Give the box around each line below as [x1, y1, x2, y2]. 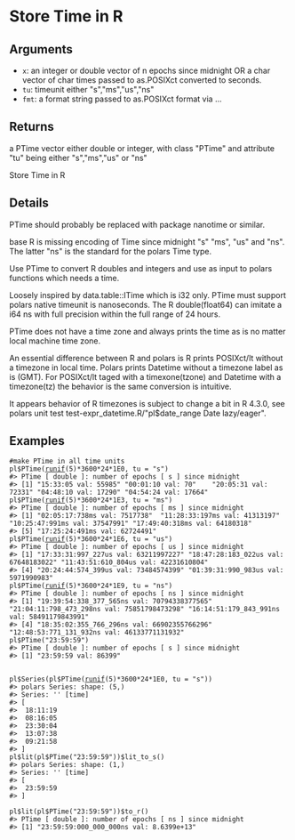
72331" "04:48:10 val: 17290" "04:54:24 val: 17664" [9, 488, 209, 497]
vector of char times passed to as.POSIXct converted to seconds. [21, 75, 262, 85]
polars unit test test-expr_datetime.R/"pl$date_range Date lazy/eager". [9, 408, 267, 418]
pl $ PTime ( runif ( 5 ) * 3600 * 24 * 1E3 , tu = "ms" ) [9, 496, 173, 505]
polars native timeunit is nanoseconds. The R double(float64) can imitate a [9, 299, 283, 310]
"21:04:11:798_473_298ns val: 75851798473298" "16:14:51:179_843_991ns [9, 605, 280, 614]
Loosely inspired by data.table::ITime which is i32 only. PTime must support [9, 289, 286, 300]
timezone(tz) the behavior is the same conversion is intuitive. [9, 381, 233, 392]
